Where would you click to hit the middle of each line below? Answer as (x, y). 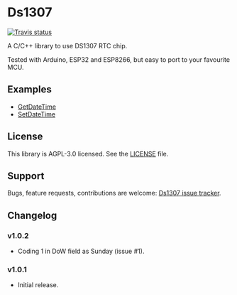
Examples (29, 90)
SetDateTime (36, 114)
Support (26, 176)
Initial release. (38, 285)
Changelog (32, 215)
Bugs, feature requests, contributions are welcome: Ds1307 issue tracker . (114, 193)
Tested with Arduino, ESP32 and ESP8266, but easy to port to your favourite (119, 59)
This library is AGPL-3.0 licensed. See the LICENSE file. (88, 154)
